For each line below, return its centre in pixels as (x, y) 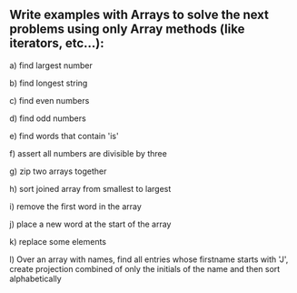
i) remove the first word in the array (76, 206)
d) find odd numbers (48, 118)
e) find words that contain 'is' (64, 136)
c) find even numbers (49, 100)
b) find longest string (49, 83)
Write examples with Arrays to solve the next (139, 15)
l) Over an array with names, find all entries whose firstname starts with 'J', (149, 259)
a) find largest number (51, 65)
